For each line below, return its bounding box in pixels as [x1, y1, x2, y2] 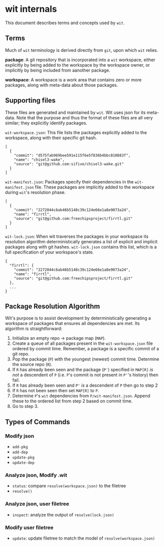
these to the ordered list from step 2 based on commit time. [12, 398, 133, 404]
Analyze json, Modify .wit [5, 472, 67, 478]
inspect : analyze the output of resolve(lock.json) [12, 511, 114, 517]
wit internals [5, 3, 57, 15]
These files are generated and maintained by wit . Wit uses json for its [5, 109, 146, 115]
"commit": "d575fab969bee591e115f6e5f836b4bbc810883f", [14, 153, 131, 158]
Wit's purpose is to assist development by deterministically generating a [5, 315, 151, 321]
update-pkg [12, 455, 35, 460]
